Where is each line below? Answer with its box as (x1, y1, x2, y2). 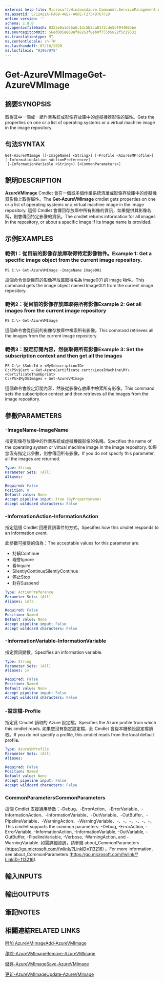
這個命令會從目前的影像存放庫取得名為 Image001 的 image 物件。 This (5, 277, 145, 283)
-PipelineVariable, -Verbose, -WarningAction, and (26, 834, 126, 840)
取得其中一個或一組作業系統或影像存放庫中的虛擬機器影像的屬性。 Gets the (5, 114, 155, 120)
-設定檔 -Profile (5, 708, 41, 714)
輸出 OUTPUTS (5, 890, 50, 898)
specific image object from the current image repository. (5, 257, 143, 264)
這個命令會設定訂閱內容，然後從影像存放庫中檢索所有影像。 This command (5, 385, 155, 391)
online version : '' (5, 16, 45, 21)
